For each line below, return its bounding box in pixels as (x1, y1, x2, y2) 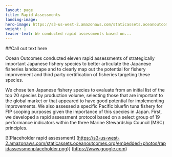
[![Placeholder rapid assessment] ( (5, 135, 78, 141)
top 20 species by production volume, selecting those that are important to (5, 93, 163, 98)
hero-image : (5, 21, 31, 27)
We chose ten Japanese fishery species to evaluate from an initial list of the (5, 87, 165, 93)
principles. (5, 125, 28, 131)
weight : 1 (5, 27, 27, 32)
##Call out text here (5, 46, 48, 51)
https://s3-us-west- (78, 135, 120, 141)
